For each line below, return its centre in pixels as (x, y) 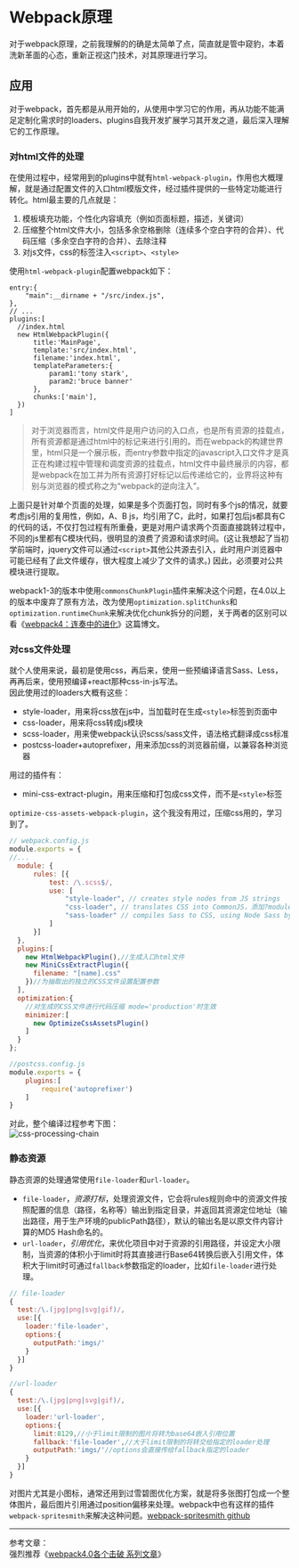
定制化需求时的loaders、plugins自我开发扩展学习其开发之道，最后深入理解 (153, 119)
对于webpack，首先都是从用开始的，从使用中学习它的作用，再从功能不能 (143, 109)
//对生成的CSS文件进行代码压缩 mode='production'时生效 (121, 1007)
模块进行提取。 (36, 572)
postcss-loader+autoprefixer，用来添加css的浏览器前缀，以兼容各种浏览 (155, 745)
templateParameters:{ (73, 366)
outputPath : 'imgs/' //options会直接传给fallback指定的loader (141, 1450)
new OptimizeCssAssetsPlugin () (91, 1023)
